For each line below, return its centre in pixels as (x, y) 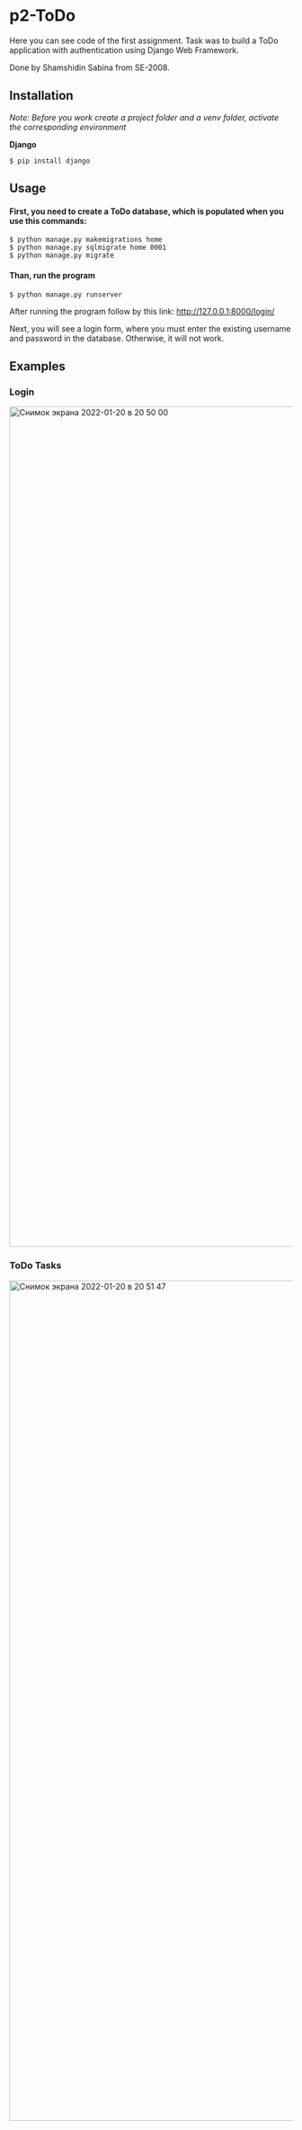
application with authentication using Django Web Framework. (124, 49)
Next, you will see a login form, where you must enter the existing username (150, 328)
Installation (41, 96)
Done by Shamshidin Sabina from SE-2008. (90, 67)
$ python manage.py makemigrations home (86, 240)
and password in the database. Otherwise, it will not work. (117, 338)
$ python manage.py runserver (66, 294)
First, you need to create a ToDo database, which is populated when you (147, 211)
